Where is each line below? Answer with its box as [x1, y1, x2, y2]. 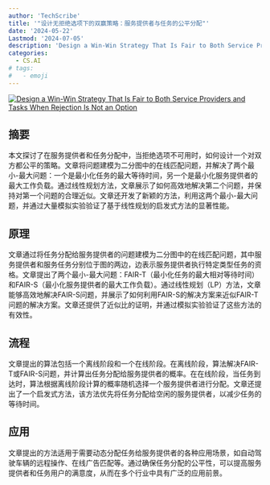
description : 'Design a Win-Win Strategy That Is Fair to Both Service [8, 42, 253, 50]
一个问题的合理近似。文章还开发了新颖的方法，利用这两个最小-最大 [29, 191, 252, 201]
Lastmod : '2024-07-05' [8, 34, 84, 43]
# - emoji [8, 72, 48, 80]
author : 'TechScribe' [8, 11, 81, 20]
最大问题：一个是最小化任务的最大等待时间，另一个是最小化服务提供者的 [18, 171, 259, 180]
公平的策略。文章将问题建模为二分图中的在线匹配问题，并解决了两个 [22, 160, 247, 170]
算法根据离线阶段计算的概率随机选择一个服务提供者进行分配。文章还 [29, 379, 255, 389]
